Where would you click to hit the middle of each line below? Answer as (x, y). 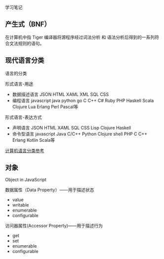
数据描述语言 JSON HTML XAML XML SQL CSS (61, 94)
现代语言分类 (25, 61)
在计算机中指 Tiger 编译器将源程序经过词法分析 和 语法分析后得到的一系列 (80, 37)
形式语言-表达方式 (23, 117)
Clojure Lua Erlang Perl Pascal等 (45, 107)
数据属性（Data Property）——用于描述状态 (50, 190)
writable (20, 205)
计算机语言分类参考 (25, 150)
